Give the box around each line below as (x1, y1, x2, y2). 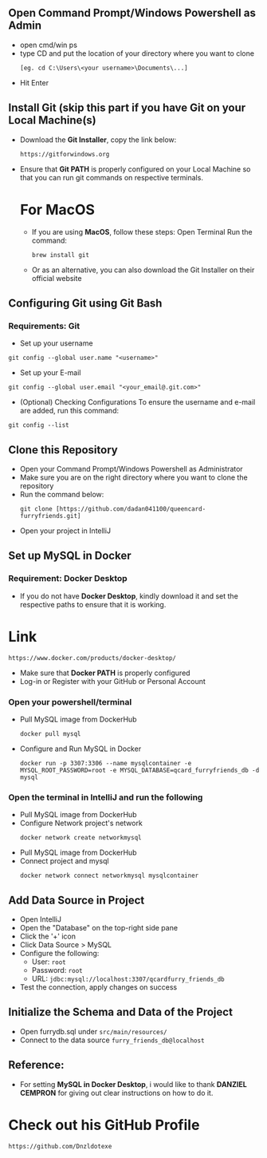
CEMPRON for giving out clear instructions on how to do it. (19, 1088, 214, 1097)
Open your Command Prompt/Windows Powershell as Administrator (19, 464, 243, 474)
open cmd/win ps (19, 40, 78, 49)
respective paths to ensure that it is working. (19, 599, 167, 609)
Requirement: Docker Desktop (8, 573, 128, 584)
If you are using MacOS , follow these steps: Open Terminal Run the (31, 227, 253, 236)
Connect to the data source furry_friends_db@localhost (19, 1035, 205, 1045)
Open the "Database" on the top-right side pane (19, 923, 178, 933)
